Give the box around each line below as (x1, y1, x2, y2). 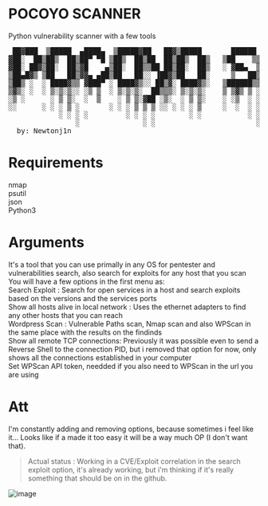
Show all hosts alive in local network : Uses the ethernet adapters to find (8, 302, 246, 312)
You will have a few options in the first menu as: (8, 277, 165, 286)
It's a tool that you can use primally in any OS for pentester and (8, 260, 215, 269)
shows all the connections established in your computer (8, 352, 192, 363)
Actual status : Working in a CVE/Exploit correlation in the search (27, 456, 241, 466)
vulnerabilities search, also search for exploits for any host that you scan (8, 268, 247, 277)
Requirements (8, 154, 104, 172)
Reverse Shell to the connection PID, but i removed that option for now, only (8, 344, 257, 354)
